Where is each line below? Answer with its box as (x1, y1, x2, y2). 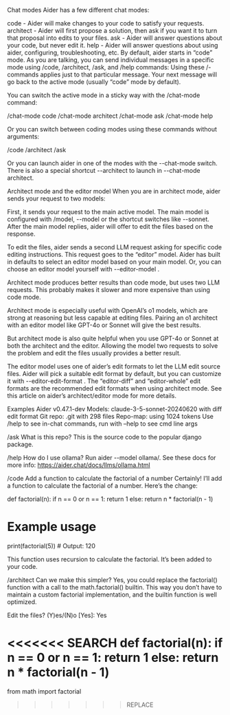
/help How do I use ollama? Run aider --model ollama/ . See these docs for (7, 454, 216, 462)
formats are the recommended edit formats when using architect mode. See (7, 384, 222, 392)
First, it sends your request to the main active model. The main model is (7, 208, 209, 216)
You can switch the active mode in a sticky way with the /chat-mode (7, 91, 200, 99)
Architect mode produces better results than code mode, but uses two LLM (7, 278, 220, 287)
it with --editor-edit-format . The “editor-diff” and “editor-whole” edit (7, 377, 201, 385)
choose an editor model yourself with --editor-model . (7, 265, 160, 273)
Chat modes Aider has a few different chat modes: (7, 6, 150, 14)
